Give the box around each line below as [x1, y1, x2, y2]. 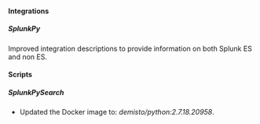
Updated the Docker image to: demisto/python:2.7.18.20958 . [19, 108, 214, 117]
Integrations [8, 6, 49, 16]
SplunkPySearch [8, 87, 64, 97]
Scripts [8, 70, 33, 80]
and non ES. [8, 51, 47, 62]
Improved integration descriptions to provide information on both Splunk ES [8, 44, 253, 53]
